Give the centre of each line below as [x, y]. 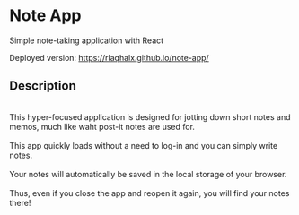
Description [43, 86]
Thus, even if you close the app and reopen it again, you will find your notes [149, 193]
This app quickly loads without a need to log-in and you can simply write [144, 145]
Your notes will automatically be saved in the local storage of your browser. [148, 174]
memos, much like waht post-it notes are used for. [102, 126]
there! [20, 202]
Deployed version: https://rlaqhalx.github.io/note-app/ [109, 57]
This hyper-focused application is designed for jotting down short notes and [150, 116]
